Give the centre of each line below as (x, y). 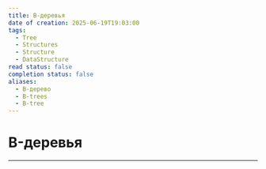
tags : (17, 30)
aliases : (23, 81)
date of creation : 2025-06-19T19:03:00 (74, 23)
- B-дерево (33, 89)
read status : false (40, 67)
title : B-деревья (37, 15)
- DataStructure (42, 60)
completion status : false (51, 74)
